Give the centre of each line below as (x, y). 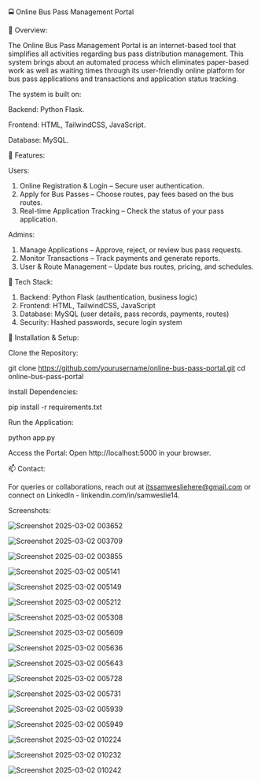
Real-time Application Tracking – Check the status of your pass (121, 211)
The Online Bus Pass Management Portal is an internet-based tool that (122, 45)
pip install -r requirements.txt (55, 407)
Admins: (22, 235)
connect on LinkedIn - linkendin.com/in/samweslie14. (94, 495)
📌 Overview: (28, 30)
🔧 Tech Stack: (31, 282)
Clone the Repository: (43, 353)
